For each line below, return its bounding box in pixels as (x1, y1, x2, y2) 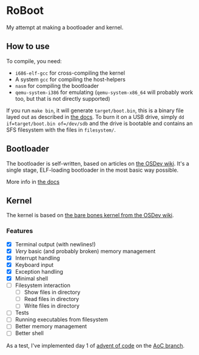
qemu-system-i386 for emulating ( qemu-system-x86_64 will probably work (15, 89, 194, 96)
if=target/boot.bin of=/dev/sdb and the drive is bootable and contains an (6, 120, 193, 127)
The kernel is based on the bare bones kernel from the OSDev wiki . (6, 212, 174, 219)
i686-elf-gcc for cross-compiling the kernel (15, 69, 126, 76)
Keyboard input (15, 261, 54, 268)
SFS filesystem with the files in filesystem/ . (6, 126, 116, 134)
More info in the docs (6, 178, 59, 185)
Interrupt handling (15, 254, 61, 262)
